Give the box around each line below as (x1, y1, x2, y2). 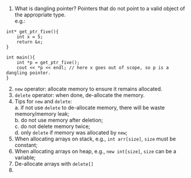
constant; (14, 142, 38, 149)
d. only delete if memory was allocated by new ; (14, 129, 128, 136)
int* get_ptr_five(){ (6, 29, 59, 35)
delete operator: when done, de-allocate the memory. (14, 92, 145, 99)
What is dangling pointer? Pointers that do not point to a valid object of (14, 5, 186, 12)
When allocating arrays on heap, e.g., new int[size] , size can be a (14, 148, 177, 155)
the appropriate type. (14, 11, 66, 18)
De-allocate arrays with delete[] (14, 160, 94, 167)
